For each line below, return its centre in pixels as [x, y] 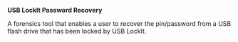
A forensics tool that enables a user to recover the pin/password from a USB [119, 23]
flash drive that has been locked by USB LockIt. [77, 31]
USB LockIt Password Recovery [55, 10]
